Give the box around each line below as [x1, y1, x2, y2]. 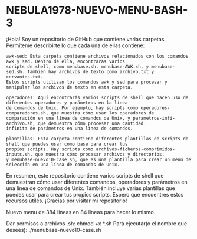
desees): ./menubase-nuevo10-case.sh [6, 226, 101, 233]
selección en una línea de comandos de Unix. [6, 162, 120, 168]
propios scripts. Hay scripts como [6, 146, 94, 152]
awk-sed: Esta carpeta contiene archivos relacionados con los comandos [6, 53, 189, 59]
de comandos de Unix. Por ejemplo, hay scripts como [6, 104, 139, 111]
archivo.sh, [6, 120, 35, 126]
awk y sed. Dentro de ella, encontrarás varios [6, 58, 126, 64]
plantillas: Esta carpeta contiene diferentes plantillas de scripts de [6, 136, 189, 142]
